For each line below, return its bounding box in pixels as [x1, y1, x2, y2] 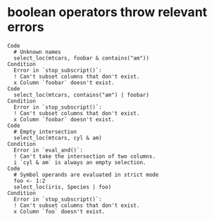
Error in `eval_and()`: [13, 147, 83, 154]
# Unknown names [13, 48, 61, 55]
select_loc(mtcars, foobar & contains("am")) [13, 54, 150, 62]
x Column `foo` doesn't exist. [13, 208, 106, 215]
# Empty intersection [13, 128, 77, 135]
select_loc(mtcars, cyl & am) [13, 134, 102, 141]
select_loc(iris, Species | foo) [13, 183, 112, 190]
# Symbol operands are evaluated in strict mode [13, 171, 159, 178]
